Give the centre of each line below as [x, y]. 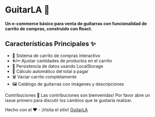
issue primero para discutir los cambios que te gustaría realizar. [69, 100]
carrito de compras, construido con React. [49, 29]
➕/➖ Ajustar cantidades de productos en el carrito [62, 60]
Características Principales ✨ [51, 44]
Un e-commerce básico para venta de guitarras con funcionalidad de [76, 23]
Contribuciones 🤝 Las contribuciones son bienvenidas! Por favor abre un [78, 95]
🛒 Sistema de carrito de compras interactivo [56, 56]
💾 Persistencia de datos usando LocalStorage [58, 66]
